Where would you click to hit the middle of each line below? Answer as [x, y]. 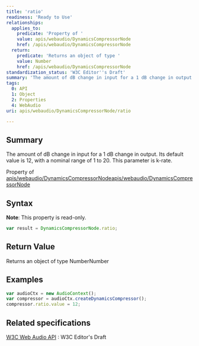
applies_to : [26, 28]
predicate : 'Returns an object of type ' [68, 56]
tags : [13, 84]
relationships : [25, 23]
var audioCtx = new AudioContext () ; [51, 293]
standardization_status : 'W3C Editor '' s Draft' [66, 72]
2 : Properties [29, 100]
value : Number [34, 61]
